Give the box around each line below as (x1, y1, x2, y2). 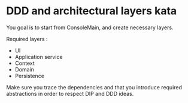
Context (14, 60, 35, 67)
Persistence (14, 72, 45, 79)
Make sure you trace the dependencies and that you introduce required (6, 83, 183, 90)
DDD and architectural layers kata (6, 4, 177, 18)
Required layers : (6, 35, 48, 42)
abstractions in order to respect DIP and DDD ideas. (6, 90, 134, 97)
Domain (14, 65, 35, 73)
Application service (14, 53, 63, 60)
